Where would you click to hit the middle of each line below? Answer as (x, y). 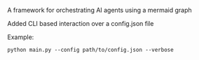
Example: (21, 37)
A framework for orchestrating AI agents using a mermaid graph (100, 10)
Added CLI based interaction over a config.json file (81, 23)
